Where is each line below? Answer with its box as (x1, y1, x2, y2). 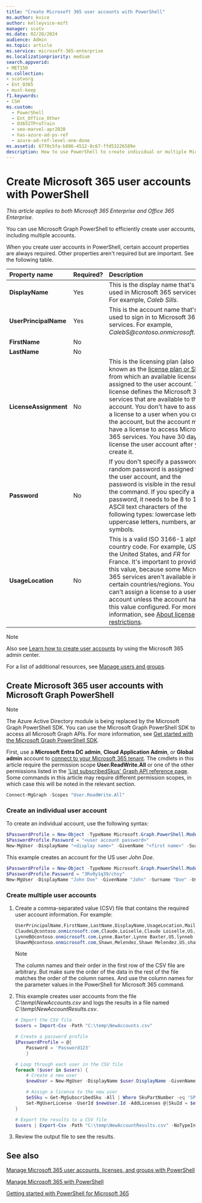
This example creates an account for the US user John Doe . (6, 854, 155, 861)
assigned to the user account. (109, 380, 193, 388)
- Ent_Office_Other (11, 115, 61, 121)
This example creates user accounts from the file (14, 993, 137, 1000)
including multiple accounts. (6, 232, 76, 239)
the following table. (6, 256, 54, 264)
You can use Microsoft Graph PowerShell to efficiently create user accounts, (6, 225, 195, 232)
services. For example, (109, 320, 173, 329)
